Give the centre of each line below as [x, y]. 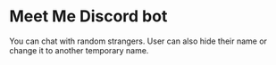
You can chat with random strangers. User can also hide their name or [138, 41]
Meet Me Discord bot [88, 16]
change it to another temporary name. [79, 50]
